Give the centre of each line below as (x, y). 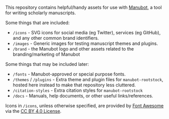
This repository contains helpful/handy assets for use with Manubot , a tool (83, 7)
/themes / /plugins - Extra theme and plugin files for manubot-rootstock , (88, 79)
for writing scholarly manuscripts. (41, 13)
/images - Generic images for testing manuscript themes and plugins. (85, 43)
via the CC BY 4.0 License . (33, 111)
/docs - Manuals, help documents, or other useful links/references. (83, 96)
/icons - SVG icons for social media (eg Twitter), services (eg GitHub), (87, 32)
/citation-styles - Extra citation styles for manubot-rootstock (78, 90)
